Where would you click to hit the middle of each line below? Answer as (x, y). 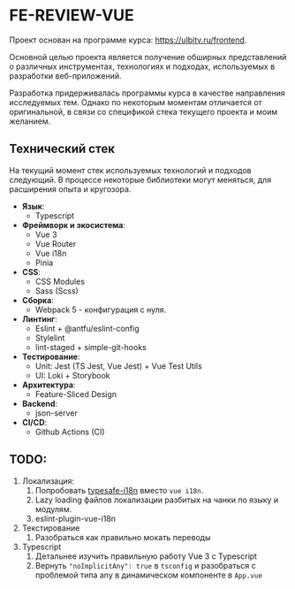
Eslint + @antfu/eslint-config (87, 328)
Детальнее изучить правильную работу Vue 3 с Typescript (146, 556)
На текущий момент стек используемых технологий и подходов (130, 170)
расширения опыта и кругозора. (70, 189)
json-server (56, 413)
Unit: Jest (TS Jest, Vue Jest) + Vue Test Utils (119, 366)
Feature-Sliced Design (76, 394)
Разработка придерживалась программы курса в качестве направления (147, 93)
